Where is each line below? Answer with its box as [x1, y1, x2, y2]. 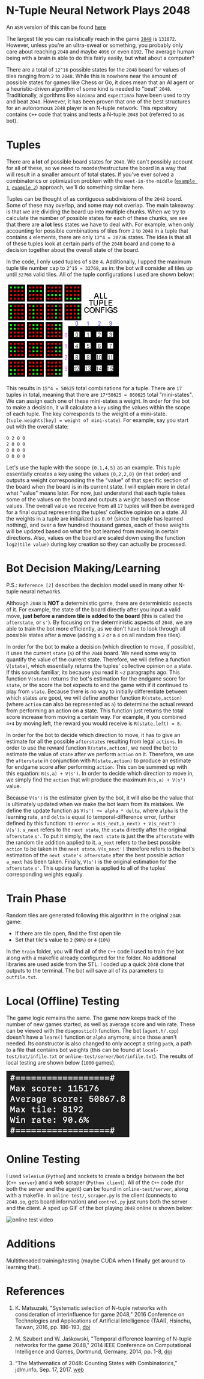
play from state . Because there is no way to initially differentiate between [6, 688, 188, 695]
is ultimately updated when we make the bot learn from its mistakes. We [6, 800, 184, 807]
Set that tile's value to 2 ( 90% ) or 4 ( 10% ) [14, 936, 110, 943]
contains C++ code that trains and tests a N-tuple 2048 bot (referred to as [6, 111, 185, 118]
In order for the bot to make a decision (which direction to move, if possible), [6, 643, 196, 650]
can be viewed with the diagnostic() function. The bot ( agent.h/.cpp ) [6, 1027, 179, 1034]
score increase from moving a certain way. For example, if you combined [6, 713, 187, 720]
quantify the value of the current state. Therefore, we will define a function [6, 656, 191, 663]
